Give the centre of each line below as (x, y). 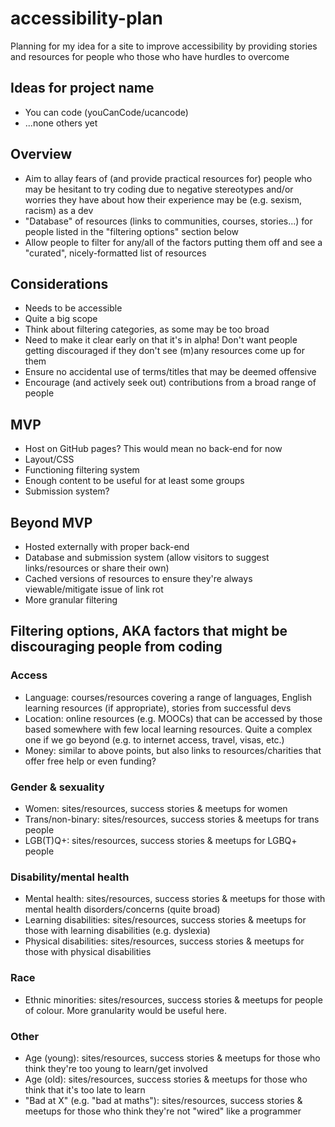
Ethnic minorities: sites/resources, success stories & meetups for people (173, 999)
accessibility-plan (86, 18)
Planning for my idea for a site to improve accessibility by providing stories (164, 46)
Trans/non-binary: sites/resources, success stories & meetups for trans (172, 819)
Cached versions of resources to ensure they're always (138, 578)
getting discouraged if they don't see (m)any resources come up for (164, 351)
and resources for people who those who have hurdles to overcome (150, 56)
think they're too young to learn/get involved (116, 1068)
